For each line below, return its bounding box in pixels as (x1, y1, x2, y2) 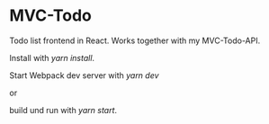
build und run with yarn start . (9, 104, 118, 115)
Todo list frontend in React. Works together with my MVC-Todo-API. (9, 35, 261, 46)
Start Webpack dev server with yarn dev (9, 69, 159, 81)
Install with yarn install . (9, 52, 95, 63)
